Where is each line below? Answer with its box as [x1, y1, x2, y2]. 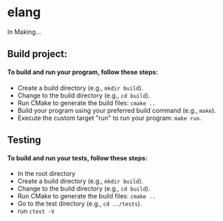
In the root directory [17, 169, 76, 178]
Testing [7, 133, 42, 145]
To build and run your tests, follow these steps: [7, 153, 148, 162]
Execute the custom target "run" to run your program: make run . [17, 114, 202, 122]
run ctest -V [17, 207, 55, 215]
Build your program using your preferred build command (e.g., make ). [17, 106, 217, 114]
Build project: [7, 48, 68, 60]
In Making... [7, 28, 42, 36]
